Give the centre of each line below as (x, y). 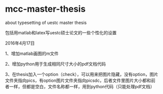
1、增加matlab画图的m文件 (32, 53)
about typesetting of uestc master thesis (46, 23)
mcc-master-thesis (45, 9)
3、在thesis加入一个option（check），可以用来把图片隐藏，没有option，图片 (82, 74)
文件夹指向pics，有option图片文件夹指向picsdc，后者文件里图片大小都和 (78, 80)
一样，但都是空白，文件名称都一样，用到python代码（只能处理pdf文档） (82, 86)
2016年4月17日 (20, 43)
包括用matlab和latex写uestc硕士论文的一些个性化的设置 (61, 32)
